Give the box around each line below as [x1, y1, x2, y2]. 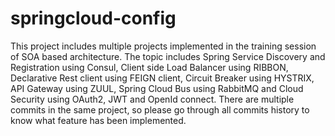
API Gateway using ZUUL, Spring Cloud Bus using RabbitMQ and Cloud [10, 82, 304, 94]
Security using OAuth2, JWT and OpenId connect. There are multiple [10, 93, 295, 105]
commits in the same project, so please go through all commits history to [10, 103, 310, 116]
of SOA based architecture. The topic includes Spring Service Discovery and [10, 50, 326, 62]
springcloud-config [10, 7, 177, 30]
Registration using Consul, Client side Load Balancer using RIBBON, [10, 61, 289, 73]
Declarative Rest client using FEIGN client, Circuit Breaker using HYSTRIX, [10, 72, 315, 84]
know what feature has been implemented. [10, 114, 187, 126]
